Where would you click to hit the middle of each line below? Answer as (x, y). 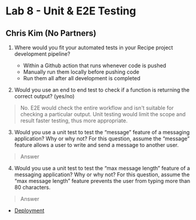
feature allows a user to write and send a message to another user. (97, 145)
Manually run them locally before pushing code (81, 72)
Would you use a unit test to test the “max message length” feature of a (102, 168)
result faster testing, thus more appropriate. (74, 120)
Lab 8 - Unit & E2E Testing (71, 11)
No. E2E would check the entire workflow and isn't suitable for (97, 108)
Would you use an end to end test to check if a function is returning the (102, 90)
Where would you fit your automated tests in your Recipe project (94, 47)
